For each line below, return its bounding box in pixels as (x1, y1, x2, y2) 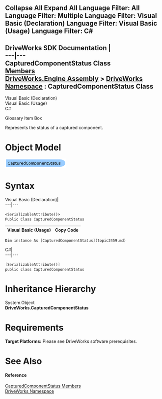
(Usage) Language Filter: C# (5, 27, 93, 35)
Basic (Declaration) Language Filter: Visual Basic (5, 19, 158, 28)
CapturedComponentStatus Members (5, 383, 81, 389)
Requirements (5, 322, 64, 334)
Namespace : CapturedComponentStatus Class (5, 82, 154, 91)
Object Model (5, 142, 61, 153)
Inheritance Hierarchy (5, 283, 96, 295)
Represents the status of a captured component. (5, 125, 103, 131)
